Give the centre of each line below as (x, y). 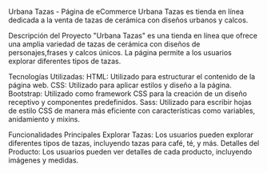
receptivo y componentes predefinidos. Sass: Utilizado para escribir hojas (130, 102)
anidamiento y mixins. (44, 119)
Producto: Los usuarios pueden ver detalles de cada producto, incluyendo (130, 152)
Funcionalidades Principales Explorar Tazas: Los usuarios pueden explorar (131, 135)
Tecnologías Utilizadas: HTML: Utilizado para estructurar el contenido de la (132, 76)
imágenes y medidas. (44, 160)
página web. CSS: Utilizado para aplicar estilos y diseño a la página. (120, 85)
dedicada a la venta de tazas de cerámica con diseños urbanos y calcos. (128, 20)
